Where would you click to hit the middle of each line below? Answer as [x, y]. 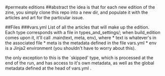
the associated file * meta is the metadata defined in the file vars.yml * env [81, 43]
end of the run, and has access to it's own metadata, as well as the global [80, 63]
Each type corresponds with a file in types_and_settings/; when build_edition [83, 32]
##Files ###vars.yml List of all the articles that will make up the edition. [77, 27]
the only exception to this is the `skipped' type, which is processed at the [79, 58]
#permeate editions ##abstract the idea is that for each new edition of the [80, 7]
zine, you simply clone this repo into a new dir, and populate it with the [77, 12]
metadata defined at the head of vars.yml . [48, 68]
